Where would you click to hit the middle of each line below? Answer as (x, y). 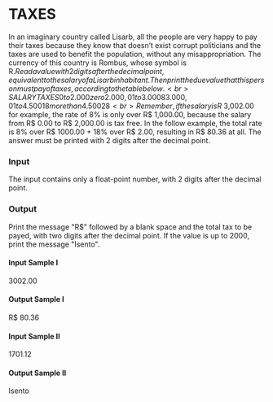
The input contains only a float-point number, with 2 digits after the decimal (135, 179)
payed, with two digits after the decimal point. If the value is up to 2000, (129, 235)
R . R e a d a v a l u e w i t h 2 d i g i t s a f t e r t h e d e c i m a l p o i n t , (86, 71)
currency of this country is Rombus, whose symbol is (98, 63)
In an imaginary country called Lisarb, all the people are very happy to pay (133, 37)
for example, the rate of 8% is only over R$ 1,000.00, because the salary (130, 114)
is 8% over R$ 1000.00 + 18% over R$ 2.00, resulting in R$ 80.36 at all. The (135, 132)
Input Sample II (34, 336)
